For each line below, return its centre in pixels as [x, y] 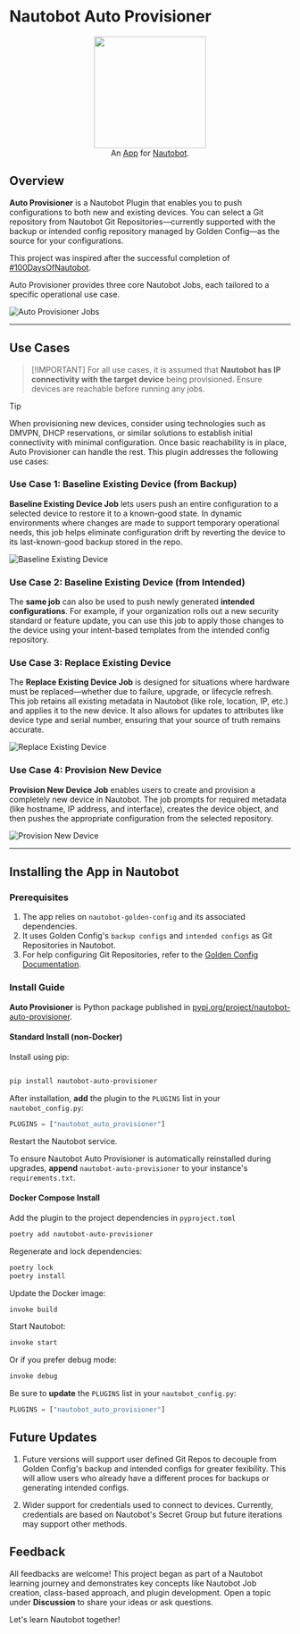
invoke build [33, 1310]
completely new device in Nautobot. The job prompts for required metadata [148, 799]
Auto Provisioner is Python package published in [100, 1007]
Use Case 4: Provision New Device [86, 771]
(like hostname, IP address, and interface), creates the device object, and [144, 809]
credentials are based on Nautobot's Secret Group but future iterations [152, 1514]
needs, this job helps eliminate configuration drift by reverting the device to [147, 532]
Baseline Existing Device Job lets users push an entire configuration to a [144, 503]
